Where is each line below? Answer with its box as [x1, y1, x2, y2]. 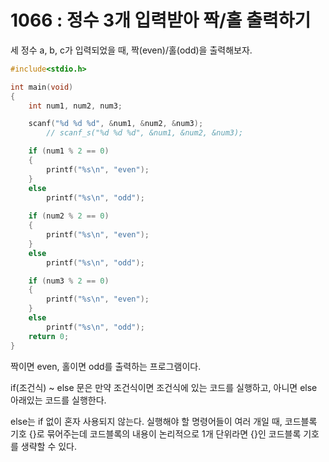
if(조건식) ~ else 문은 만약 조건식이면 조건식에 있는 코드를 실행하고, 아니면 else [10, 381, 318, 393]
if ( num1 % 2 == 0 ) [28, 146, 110, 156]
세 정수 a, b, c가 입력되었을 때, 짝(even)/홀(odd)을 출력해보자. [10, 44, 253, 56]
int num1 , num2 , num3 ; [28, 101, 123, 111]
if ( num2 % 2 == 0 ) [28, 211, 110, 221]
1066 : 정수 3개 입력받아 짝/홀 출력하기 [10, 9, 312, 32]
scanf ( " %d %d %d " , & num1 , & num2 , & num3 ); [28, 119, 204, 129]
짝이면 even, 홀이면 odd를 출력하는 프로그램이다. [10, 360, 202, 372]
